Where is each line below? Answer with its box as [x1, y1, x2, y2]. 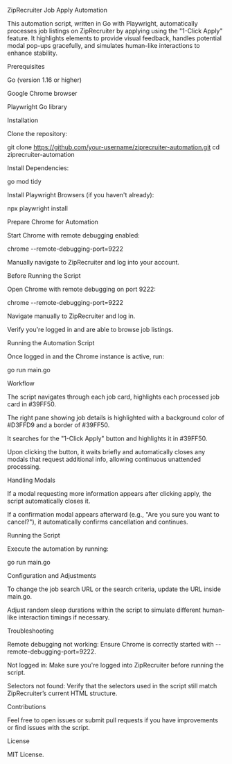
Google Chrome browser [7, 90, 78, 97]
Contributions [7, 703, 46, 711]
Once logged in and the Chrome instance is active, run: [7, 352, 165, 360]
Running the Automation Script [7, 339, 95, 347]
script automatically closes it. [7, 497, 91, 505]
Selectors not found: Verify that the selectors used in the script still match [7, 682, 217, 690]
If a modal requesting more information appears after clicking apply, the [7, 490, 212, 497]
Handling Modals [7, 476, 55, 484]
